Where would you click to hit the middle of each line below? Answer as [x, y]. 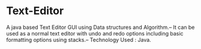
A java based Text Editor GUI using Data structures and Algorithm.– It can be [100, 27]
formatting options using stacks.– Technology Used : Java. [79, 40]
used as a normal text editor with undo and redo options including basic [95, 33]
